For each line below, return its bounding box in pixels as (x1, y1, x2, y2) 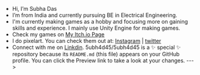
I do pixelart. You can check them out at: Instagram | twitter (12, 37, 162, 44)
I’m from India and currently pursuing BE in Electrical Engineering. (12, 11, 178, 19)
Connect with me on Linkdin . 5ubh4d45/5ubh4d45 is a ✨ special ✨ (12, 44, 181, 51)
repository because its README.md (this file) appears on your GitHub (12, 51, 180, 57)
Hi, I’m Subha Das (12, 5, 57, 12)
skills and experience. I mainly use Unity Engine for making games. (12, 24, 180, 31)
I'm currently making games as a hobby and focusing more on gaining (12, 18, 188, 25)
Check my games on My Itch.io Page (12, 31, 105, 38)
